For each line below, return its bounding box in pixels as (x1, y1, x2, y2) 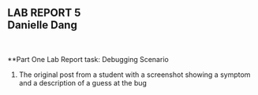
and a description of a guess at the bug (18, 78, 148, 87)
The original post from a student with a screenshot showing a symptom (18, 70, 251, 79)
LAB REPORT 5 (7, 6, 81, 20)
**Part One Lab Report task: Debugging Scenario (7, 54, 169, 64)
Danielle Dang (7, 19, 78, 32)
